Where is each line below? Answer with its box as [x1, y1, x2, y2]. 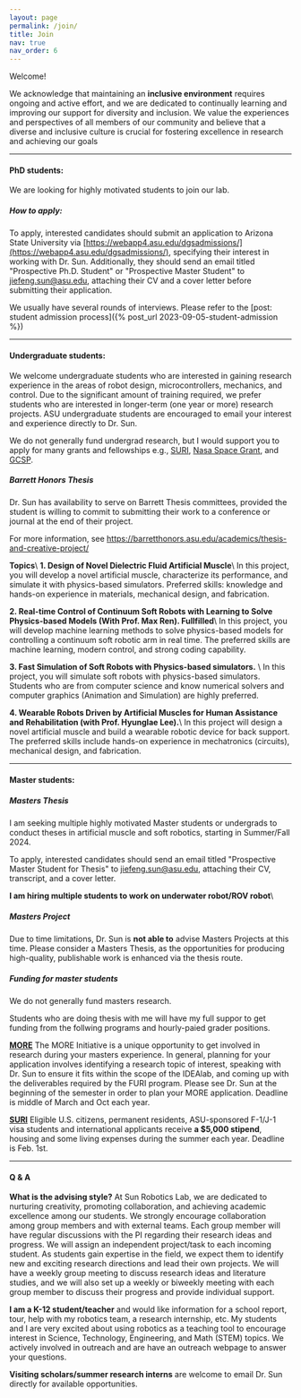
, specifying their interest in [168, 247, 270, 258]
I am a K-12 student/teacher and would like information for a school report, [9, 1304, 288, 1315]
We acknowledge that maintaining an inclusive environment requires [9, 89, 266, 99]
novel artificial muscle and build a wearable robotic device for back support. [9, 726, 290, 737]
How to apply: [9, 205, 63, 216]
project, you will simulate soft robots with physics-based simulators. [9, 671, 261, 682]
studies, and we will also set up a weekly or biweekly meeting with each [9, 1277, 275, 1288]
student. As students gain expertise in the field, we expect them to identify [9, 1248, 284, 1259]
